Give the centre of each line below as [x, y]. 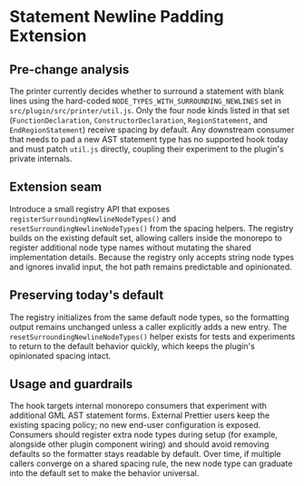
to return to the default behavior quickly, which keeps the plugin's [132, 345]
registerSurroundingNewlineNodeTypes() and [93, 219]
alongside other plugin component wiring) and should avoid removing [139, 444]
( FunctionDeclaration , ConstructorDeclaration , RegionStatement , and [138, 120]
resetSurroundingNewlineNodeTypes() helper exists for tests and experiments [152, 336]
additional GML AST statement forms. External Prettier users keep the [140, 415]
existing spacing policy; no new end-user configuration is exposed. [135, 425]
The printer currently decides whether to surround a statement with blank [147, 91]
